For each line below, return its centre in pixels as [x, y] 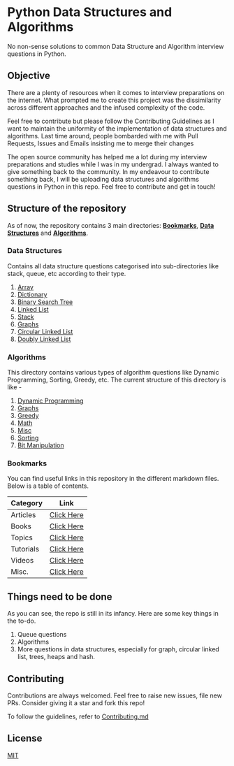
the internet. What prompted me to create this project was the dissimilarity [114, 100]
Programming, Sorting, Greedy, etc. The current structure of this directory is [117, 380]
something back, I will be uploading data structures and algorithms [103, 179]
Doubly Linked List [44, 339]
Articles [23, 515]
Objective [29, 76]
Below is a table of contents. [48, 486]
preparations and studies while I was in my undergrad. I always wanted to [113, 164]
